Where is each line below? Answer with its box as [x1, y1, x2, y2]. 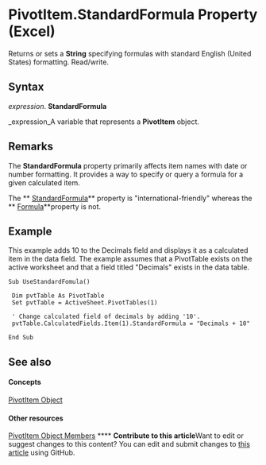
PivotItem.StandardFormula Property [8, 6, 258, 24]
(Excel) [8, 22, 56, 41]
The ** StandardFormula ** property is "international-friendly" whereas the [8, 193, 253, 203]
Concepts [8, 378, 41, 387]
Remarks [8, 140, 54, 153]
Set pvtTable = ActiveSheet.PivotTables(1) [11, 299, 158, 307]
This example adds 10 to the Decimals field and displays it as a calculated [8, 246, 249, 255]
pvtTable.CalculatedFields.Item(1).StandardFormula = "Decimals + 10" [11, 320, 250, 327]
